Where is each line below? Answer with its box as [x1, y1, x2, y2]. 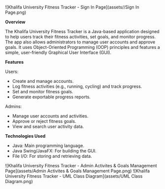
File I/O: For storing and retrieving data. [12, 153, 92, 159]
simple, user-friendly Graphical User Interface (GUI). [5, 49, 112, 55]
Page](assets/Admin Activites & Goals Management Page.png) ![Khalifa [5, 168, 150, 174]
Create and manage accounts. [12, 78, 74, 84]
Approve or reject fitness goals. [12, 118, 76, 124]
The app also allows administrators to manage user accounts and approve [5, 39, 156, 45]
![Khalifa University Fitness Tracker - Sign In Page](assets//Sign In [5, 4, 139, 10]
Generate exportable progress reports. [12, 94, 91, 100]
